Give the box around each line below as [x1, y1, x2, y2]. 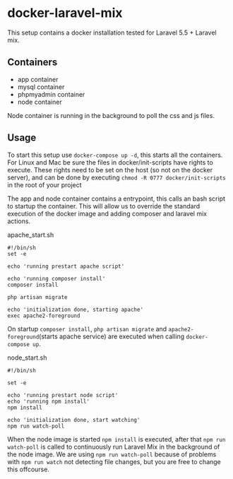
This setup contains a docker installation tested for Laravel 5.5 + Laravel [7, 28, 217, 37]
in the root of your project [7, 180, 83, 189]
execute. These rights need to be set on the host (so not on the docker [7, 165, 213, 174]
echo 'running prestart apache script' [7, 263, 125, 270]
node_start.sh [7, 353, 47, 362]
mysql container [17, 83, 65, 91]
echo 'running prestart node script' [7, 391, 119, 398]
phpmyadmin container [17, 90, 85, 98]
